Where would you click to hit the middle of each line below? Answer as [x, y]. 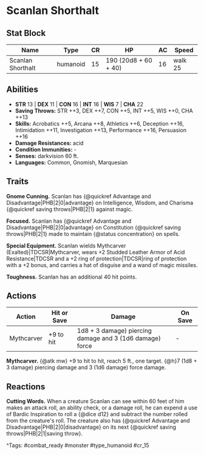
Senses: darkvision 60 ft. [47, 156]
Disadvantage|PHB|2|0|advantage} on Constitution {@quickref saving [93, 227]
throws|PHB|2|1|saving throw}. [45, 434]
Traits [18, 182]
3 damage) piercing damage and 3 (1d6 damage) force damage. [86, 367]
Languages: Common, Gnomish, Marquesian [71, 162]
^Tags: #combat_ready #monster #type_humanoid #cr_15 [78, 445]
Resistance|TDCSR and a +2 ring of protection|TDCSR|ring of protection [97, 259]
